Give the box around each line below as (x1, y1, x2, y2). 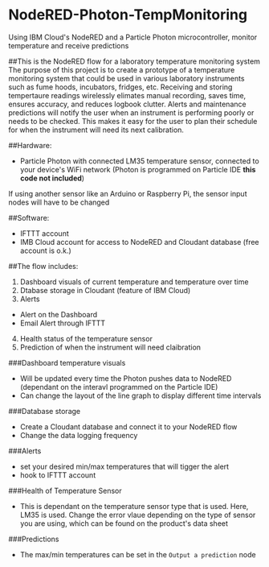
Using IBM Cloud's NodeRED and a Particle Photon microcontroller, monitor (8, 32, 258, 42)
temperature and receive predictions (8, 40, 129, 50)
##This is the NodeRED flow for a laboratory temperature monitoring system (8, 56, 261, 66)
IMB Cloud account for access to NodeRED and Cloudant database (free (19, 237, 259, 246)
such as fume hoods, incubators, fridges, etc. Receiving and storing (8, 82, 233, 92)
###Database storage (8, 406, 81, 416)
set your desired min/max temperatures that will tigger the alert (19, 461, 230, 471)
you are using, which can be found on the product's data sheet (19, 518, 229, 528)
